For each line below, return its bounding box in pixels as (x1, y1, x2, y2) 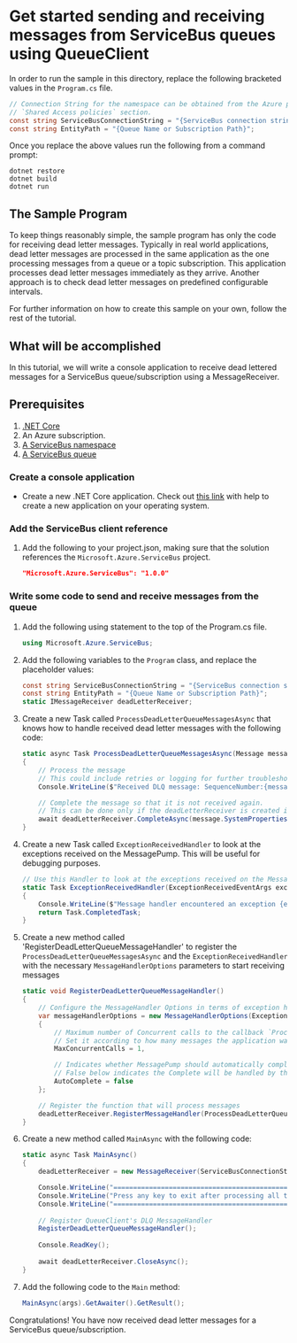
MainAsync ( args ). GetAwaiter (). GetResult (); (21, 1299, 186, 1308)
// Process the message (38, 766, 126, 775)
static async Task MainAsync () (21, 1151, 138, 1160)
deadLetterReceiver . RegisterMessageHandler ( (38, 1109, 205, 1118)
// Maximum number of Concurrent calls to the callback (54, 1028, 264, 1037)
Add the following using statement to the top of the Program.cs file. (21, 621, 268, 632)
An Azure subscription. (21, 429, 106, 440)
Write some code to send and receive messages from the (9, 590, 259, 603)
